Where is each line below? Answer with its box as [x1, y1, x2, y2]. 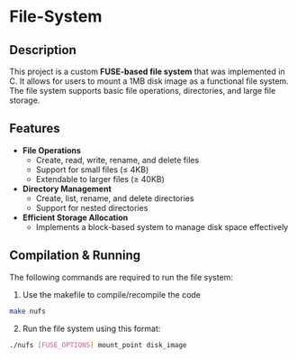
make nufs [9, 307, 47, 316]
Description [9, 42, 76, 58]
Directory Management [22, 183, 112, 194]
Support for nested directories [35, 202, 148, 213]
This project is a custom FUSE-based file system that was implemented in [9, 66, 285, 77]
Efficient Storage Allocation [22, 212, 129, 223]
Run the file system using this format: [22, 323, 161, 334]
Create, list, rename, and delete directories [35, 192, 194, 204]
